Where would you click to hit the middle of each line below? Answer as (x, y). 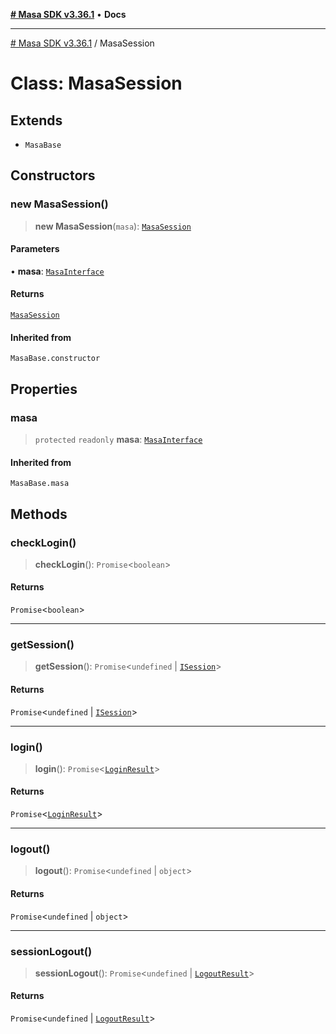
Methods (39, 514)
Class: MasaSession (96, 83)
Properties (44, 389)
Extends (36, 120)
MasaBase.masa (40, 484)
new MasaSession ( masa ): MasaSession (113, 226)
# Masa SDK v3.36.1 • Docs (68, 14)
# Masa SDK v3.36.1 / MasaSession (82, 43)
